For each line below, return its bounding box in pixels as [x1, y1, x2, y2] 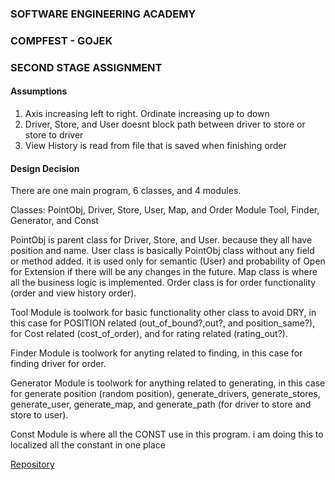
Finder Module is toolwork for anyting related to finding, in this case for [10, 347, 303, 359]
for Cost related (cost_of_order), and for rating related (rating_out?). [10, 328, 288, 340]
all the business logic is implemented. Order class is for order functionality [10, 277, 317, 289]
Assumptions [10, 85, 68, 97]
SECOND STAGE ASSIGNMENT [10, 60, 163, 74]
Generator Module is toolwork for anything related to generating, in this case [10, 377, 326, 389]
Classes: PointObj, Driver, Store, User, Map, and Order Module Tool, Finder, [10, 204, 320, 216]
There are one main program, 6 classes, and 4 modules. [10, 185, 242, 197]
